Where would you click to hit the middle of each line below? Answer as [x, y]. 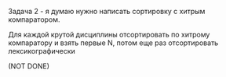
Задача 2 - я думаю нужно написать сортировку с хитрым [107, 11]
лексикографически [42, 51]
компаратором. [34, 19]
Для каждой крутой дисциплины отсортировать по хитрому [109, 35]
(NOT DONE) [29, 66]
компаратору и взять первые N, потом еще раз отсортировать [113, 43]
